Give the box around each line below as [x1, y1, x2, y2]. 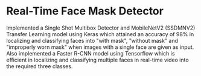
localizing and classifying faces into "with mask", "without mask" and [6, 37, 179, 44]
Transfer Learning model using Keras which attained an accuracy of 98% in [6, 30, 194, 37]
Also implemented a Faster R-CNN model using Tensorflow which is [6, 49, 175, 57]
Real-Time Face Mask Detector [6, 4, 164, 18]
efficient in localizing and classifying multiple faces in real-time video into [6, 56, 189, 63]
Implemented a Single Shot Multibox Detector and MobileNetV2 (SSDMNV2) [6, 24, 196, 31]
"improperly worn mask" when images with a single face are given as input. [6, 43, 194, 51]
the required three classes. [6, 62, 73, 70]
